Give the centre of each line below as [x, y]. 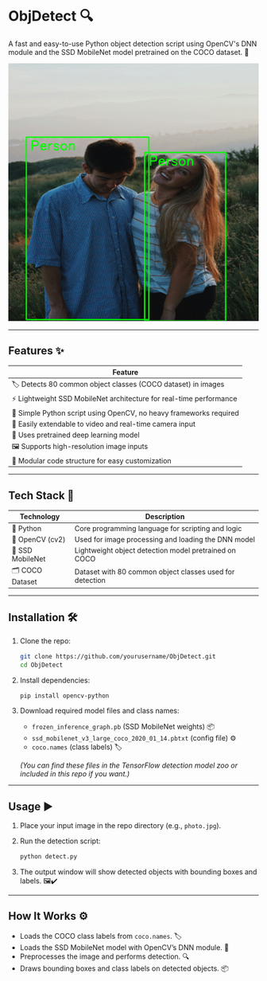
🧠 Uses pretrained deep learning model [76, 435]
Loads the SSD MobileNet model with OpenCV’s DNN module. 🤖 [124, 947]
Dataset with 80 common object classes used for [155, 572]
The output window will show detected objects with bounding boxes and [138, 872]
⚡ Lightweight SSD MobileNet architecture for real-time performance [124, 399]
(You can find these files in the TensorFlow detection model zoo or [129, 765]
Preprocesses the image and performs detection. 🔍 [104, 956]
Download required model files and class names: [99, 711]
